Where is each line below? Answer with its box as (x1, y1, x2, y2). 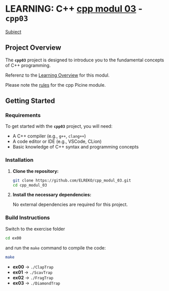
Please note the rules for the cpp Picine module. (5, 82, 106, 88)
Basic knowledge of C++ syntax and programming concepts (12, 144, 139, 150)
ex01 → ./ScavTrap (12, 269, 53, 275)
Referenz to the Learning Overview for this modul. (5, 72, 110, 78)
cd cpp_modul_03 (12, 183, 47, 188)
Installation (5, 157, 34, 164)
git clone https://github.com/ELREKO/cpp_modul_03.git (12, 178, 131, 183)
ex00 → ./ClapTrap (12, 264, 54, 270)
